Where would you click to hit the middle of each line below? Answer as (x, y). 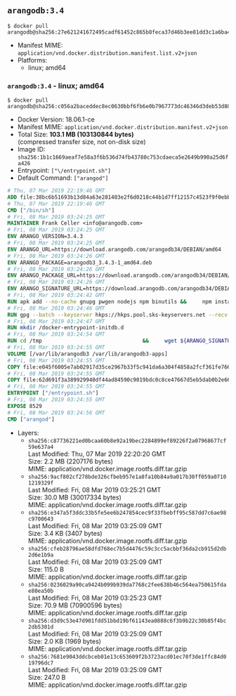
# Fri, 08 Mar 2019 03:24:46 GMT (56, 308)
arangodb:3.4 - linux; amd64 (56, 86)
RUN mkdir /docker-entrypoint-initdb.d (66, 328)
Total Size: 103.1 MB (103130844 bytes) (76, 134)
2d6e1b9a (41, 555)
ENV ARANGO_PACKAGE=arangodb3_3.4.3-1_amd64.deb (80, 263)
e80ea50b (41, 591)
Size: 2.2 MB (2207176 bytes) (71, 461)
